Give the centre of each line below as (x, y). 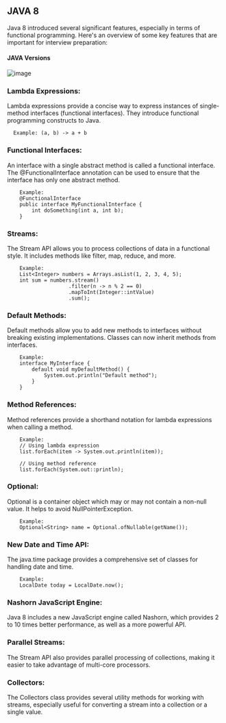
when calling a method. (40, 427)
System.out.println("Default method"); (100, 376)
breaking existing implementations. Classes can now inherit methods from (112, 338)
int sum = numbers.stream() (59, 280)
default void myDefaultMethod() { (81, 369)
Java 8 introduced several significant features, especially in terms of (104, 27)
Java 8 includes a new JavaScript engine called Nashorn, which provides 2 (113, 617)
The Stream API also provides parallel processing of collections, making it (111, 657)
